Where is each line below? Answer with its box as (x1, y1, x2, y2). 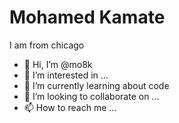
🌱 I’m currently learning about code (23, 79, 170, 91)
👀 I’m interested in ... (23, 69, 109, 81)
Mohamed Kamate (9, 6, 166, 29)
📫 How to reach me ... (23, 101, 117, 113)
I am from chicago (9, 39, 85, 51)
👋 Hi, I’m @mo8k (23, 58, 93, 70)
